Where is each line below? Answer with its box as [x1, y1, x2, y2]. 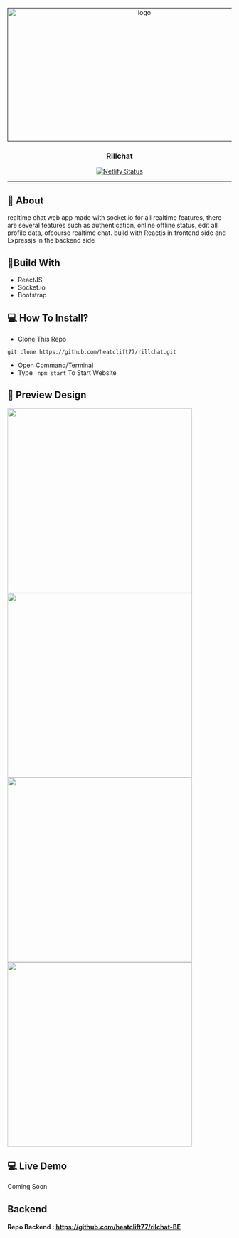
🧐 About [7, 194, 44, 206]
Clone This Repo [17, 334, 67, 343]
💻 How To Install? [7, 312, 89, 324]
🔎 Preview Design [7, 389, 87, 401]
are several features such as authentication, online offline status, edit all [7, 221, 218, 230]
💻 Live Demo [7, 1160, 68, 1172]
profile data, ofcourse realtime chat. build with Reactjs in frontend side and [7, 228, 226, 237]
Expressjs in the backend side [7, 236, 95, 245]
